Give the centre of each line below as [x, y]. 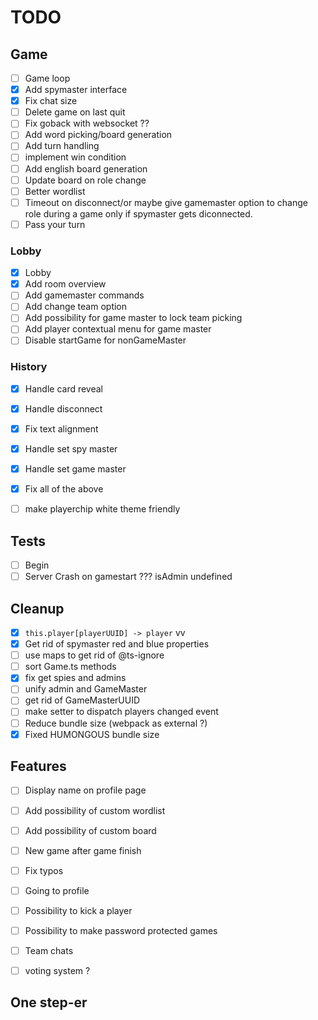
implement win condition [75, 157]
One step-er [49, 1002]
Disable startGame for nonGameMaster [105, 340]
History [29, 367]
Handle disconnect [63, 408]
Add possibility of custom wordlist [95, 810]
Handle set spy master [71, 449]
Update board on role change [85, 180]
